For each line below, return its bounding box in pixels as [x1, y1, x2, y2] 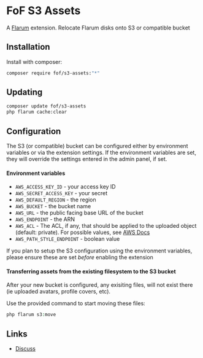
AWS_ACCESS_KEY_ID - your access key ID [15, 183, 116, 190]
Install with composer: [6, 58, 63, 65]
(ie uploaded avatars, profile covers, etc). [6, 288, 111, 295]
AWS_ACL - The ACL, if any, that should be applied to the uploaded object [15, 222, 197, 230]
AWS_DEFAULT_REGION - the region [15, 196, 96, 203]
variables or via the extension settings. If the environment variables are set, [6, 149, 196, 156]
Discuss [15, 345, 36, 352]
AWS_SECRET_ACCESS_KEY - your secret [15, 190, 108, 197]
